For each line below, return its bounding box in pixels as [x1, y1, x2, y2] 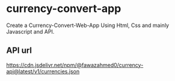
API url [6, 46, 32, 56]
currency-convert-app [6, 2, 121, 16]
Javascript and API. [6, 28, 55, 35]
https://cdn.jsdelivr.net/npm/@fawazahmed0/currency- [6, 61, 144, 68]
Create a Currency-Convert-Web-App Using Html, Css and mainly [6, 22, 170, 29]
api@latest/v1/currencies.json [6, 68, 80, 75]
